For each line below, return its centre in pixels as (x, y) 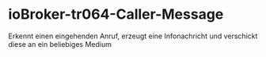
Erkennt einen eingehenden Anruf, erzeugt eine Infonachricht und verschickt (133, 36)
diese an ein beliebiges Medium (60, 44)
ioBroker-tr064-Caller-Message (116, 14)
